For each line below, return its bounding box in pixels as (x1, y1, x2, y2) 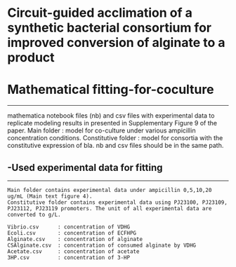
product (7, 50, 55, 66)
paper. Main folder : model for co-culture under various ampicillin (7, 126, 196, 135)
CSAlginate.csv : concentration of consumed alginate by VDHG (7, 242, 197, 249)
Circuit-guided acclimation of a (7, 5, 193, 21)
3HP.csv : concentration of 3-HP (7, 254, 131, 261)
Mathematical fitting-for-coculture (7, 82, 214, 97)
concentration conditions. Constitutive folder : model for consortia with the (7, 134, 223, 142)
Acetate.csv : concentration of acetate (7, 247, 140, 255)
